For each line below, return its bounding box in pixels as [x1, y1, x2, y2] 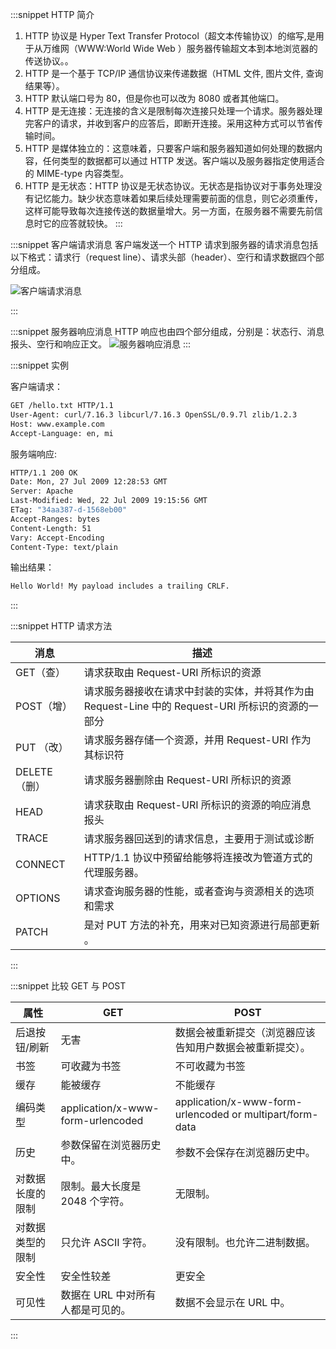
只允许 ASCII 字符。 [60, 1236, 153, 1250]
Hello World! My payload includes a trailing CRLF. [10, 581, 230, 592]
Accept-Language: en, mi [10, 428, 114, 438]
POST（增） [15, 699, 73, 713]
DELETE [15, 765, 53, 779]
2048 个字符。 [60, 1194, 130, 1208]
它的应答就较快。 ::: [42, 218, 123, 229]
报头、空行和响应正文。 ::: [10, 338, 191, 350]
